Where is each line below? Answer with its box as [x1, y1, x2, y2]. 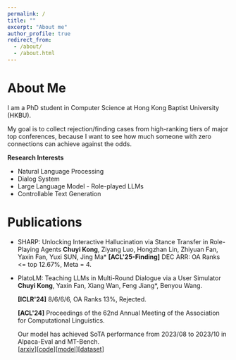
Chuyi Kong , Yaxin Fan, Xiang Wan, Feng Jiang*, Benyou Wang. [17, 281, 203, 289]
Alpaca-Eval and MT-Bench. [17, 337, 100, 346]
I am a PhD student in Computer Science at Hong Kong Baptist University [7, 103, 220, 112]
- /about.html [13, 50, 55, 57]
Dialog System [17, 174, 60, 183]
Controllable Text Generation [17, 189, 101, 198]
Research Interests [7, 153, 64, 162]
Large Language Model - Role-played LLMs [17, 181, 144, 191]
